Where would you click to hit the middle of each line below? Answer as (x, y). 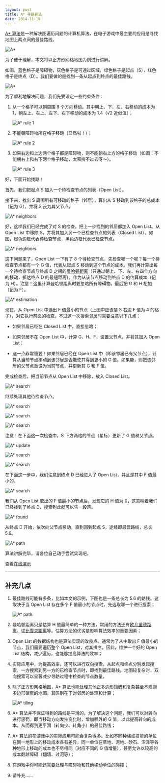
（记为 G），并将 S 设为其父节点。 (39, 206)
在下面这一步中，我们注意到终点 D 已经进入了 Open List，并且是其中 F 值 (79, 475)
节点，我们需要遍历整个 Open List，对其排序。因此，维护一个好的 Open (84, 647)
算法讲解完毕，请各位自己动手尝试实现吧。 (48, 554)
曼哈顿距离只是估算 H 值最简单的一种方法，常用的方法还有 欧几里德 (80, 625)
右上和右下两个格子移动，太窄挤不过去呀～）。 (67, 159)
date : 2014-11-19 (23, 19)
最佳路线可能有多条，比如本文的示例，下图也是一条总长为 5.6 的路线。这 (85, 598)
